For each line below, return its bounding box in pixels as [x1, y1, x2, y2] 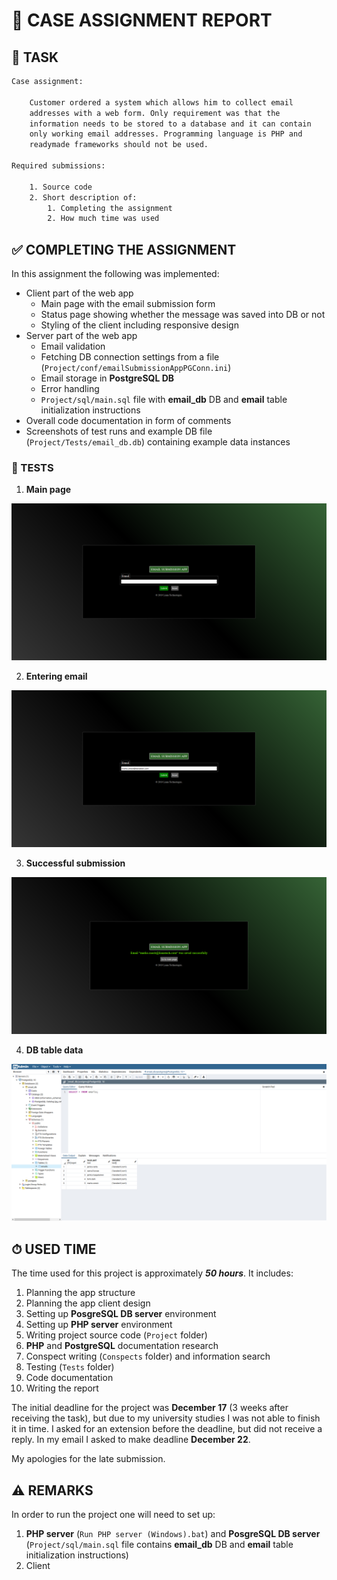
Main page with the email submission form [40, 298, 216, 310]
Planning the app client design [25, 1297, 151, 1309]
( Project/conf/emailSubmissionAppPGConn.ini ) [40, 362, 232, 374]
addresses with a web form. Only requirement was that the [29, 108, 281, 118]
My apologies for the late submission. [11, 1453, 166, 1465]
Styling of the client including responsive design [40, 319, 239, 331]
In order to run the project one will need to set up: [11, 1509, 216, 1521]
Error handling [40, 383, 100, 395]
